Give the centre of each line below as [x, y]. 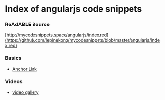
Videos [14, 81]
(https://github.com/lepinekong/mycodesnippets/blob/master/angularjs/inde [82, 40]
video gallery [25, 92]
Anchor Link [24, 69]
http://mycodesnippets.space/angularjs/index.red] [58, 35]
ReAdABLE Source [28, 25]
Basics [13, 58]
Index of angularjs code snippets [74, 9]
